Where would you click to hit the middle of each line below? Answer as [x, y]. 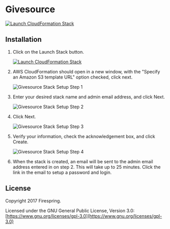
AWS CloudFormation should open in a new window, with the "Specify [86, 71]
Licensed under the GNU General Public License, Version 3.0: [70, 211]
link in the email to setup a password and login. [62, 172]
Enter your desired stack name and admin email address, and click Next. [89, 97]
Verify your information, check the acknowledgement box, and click [84, 136]
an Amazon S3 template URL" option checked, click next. [72, 77]
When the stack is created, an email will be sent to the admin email [83, 161]
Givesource [30, 9]
